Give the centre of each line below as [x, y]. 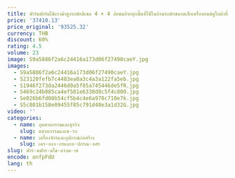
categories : [24, 118]
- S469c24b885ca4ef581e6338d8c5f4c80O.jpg [76, 92]
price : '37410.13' [34, 20]
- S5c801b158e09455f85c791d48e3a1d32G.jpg [76, 105]
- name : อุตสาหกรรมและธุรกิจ [47, 124]
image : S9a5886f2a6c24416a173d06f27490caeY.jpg [78, 60]
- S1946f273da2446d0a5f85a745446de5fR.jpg [76, 85]
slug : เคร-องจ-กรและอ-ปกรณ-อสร [60, 144]
